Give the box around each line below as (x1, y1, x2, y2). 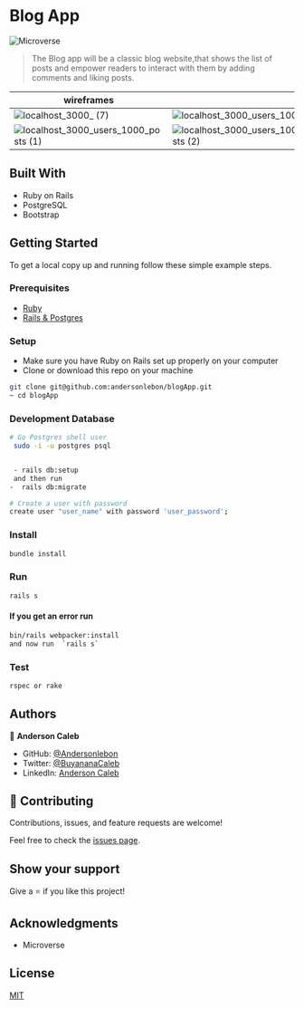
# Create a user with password (9, 499, 128, 508)
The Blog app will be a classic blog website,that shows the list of (31, 53, 273, 63)
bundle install (9, 549, 67, 558)
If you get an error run (9, 610, 93, 621)
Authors (9, 706, 57, 722)
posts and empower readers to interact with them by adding (31, 62, 255, 73)
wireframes (62, 93, 115, 106)
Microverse (22, 939, 65, 951)
